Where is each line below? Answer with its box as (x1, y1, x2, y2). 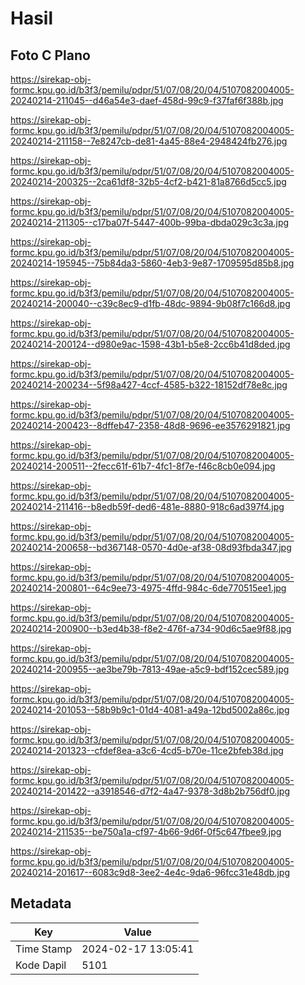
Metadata (10, 895, 72, 912)
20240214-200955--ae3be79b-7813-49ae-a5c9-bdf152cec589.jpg (10, 663, 290, 675)
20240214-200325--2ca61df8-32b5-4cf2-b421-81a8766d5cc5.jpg (10, 176, 287, 187)
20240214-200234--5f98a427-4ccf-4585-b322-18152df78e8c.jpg (10, 379, 288, 391)
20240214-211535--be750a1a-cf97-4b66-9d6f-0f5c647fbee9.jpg (10, 826, 282, 837)
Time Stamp (15, 942, 73, 956)
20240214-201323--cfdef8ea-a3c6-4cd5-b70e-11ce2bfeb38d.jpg (10, 745, 284, 756)
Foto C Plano (10, 47, 91, 64)
